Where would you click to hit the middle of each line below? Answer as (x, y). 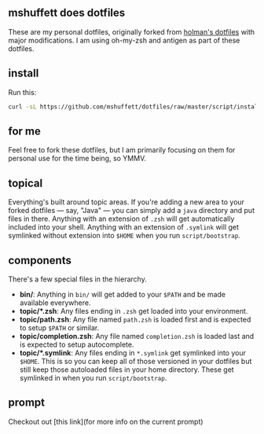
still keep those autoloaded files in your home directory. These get (126, 370)
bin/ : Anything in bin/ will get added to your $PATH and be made (123, 294)
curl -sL (22, 107)
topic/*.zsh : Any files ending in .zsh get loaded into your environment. (134, 311)
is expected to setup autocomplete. (77, 344)
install (24, 74)
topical (26, 183)
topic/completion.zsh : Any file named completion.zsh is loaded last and (137, 336)
